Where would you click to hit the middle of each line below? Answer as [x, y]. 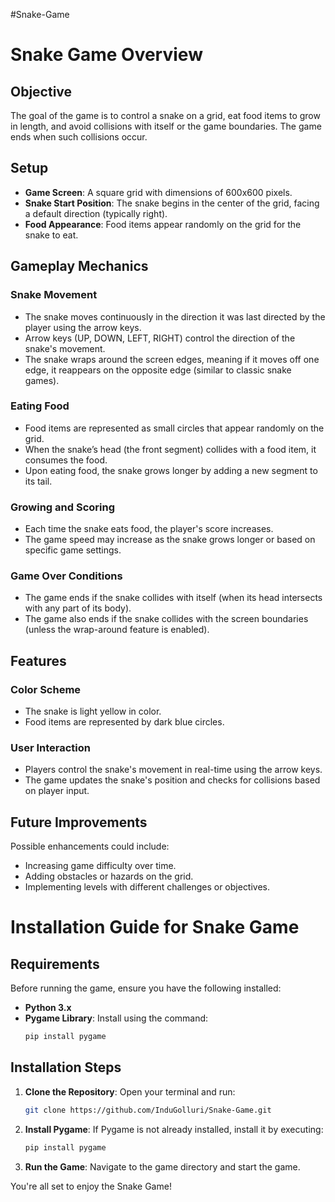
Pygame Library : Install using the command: [116, 1018]
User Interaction [50, 747]
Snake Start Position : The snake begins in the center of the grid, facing [172, 203]
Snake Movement [54, 295]
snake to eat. [51, 235]
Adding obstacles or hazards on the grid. [109, 876]
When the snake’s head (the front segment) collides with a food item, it [170, 449]
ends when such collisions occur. [79, 137]
